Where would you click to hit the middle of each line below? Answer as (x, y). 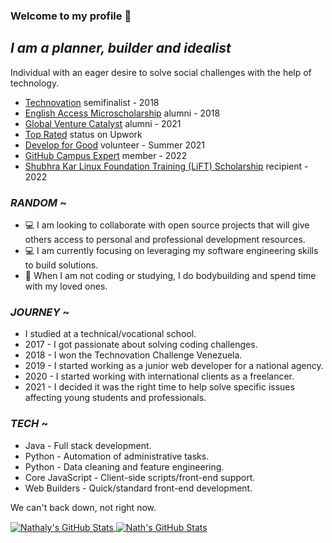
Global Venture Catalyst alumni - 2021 (103, 123)
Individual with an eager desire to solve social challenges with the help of (161, 72)
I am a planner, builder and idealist (121, 48)
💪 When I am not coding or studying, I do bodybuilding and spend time (170, 276)
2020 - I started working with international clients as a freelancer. (159, 376)
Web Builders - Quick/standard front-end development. (138, 488)
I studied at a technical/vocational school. (110, 334)
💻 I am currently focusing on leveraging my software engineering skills (171, 251)
